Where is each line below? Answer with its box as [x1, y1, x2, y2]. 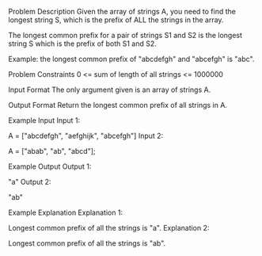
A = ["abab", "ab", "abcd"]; [8, 147, 97, 155]
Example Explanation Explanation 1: [8, 208, 123, 217]
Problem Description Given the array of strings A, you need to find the [8, 7, 236, 16]
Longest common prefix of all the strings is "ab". [8, 239, 166, 248]
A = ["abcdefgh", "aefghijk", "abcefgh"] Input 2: [8, 131, 164, 140]
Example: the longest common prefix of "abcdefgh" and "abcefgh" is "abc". [8, 55, 255, 63]
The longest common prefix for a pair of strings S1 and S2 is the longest [8, 31, 243, 40]
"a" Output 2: [8, 178, 51, 186]
